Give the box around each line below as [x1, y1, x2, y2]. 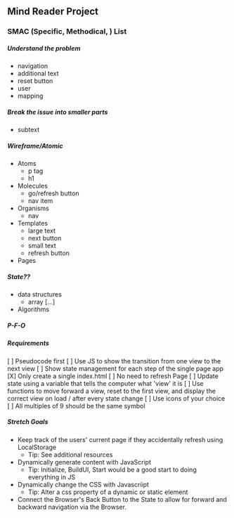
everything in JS [27, 472, 76, 481]
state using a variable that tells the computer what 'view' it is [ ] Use [7, 379, 204, 387]
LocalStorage [17, 443, 57, 451]
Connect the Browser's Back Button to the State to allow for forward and [17, 495, 227, 503]
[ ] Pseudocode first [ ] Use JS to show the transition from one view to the [7, 356, 221, 365]
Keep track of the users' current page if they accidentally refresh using [17, 435, 223, 443]
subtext [17, 126, 40, 134]
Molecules [17, 182, 48, 190]
